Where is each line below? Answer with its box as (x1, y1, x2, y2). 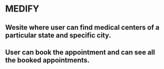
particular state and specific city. (5, 31, 111, 39)
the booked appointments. (5, 56, 90, 64)
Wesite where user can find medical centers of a (5, 23, 159, 32)
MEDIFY (5, 3, 40, 15)
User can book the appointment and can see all (5, 48, 155, 56)
